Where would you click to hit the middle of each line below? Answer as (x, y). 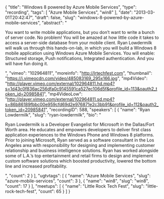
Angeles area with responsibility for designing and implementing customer (80, 145)
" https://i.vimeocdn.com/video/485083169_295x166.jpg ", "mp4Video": (76, 78)
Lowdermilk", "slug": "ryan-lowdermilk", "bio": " (53, 115)
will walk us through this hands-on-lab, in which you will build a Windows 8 (81, 48)
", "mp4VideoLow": (63, 94)
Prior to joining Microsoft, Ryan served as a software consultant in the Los (80, 140)
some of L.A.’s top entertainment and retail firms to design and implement (79, 156)
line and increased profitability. (36, 166)
